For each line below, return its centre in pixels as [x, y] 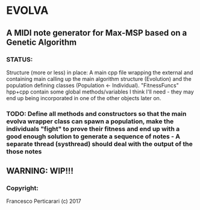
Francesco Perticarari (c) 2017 [44, 201]
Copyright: [23, 188]
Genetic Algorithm [42, 42]
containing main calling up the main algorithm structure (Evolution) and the [99, 78]
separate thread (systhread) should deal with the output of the [99, 144]
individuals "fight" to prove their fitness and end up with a [93, 129]
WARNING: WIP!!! [40, 171]
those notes [24, 151]
